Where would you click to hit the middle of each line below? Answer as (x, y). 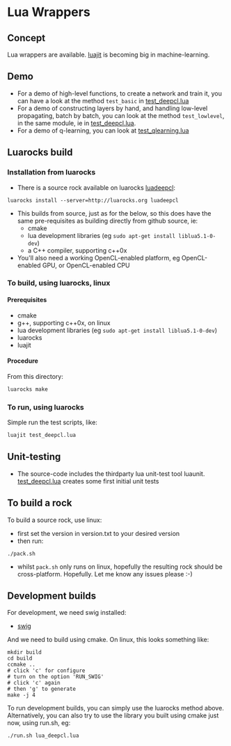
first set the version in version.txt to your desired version (98, 533)
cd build (20, 659)
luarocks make (28, 389)
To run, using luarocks (46, 407)
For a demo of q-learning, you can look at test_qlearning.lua (103, 130)
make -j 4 (22, 695)
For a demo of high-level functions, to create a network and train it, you (120, 93)
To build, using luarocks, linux (59, 283)
